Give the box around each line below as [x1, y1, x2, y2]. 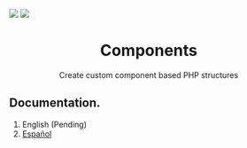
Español [21, 129, 52, 139]
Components [100, 41, 197, 61]
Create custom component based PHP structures [58, 69, 239, 80]
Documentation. [9, 96, 101, 111]
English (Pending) [21, 119, 87, 129]
